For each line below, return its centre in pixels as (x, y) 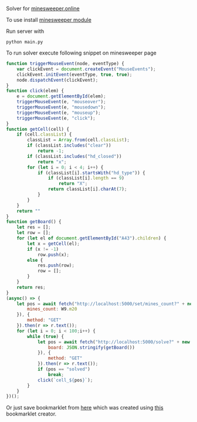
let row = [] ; (34, 233)
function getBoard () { (34, 222)
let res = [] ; (34, 227)
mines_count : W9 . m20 (52, 309)
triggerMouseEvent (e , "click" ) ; (56, 118)
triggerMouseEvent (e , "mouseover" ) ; (62, 102)
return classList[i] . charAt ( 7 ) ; (87, 189)
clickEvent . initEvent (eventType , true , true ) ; (74, 75)
